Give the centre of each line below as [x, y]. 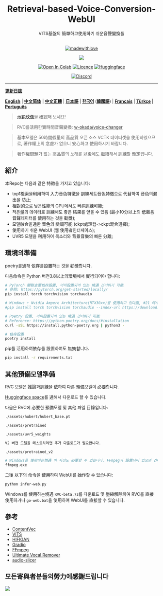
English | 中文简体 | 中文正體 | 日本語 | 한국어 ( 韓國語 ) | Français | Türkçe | [79, 101]
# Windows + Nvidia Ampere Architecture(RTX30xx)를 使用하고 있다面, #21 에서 [82, 303]
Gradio [19, 544]
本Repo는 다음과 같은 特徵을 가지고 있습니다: [48, 183]
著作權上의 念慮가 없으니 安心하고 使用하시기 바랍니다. [76, 143]
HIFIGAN [21, 539]
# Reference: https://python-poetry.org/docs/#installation [67, 321]
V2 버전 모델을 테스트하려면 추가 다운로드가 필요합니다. [53, 443]
